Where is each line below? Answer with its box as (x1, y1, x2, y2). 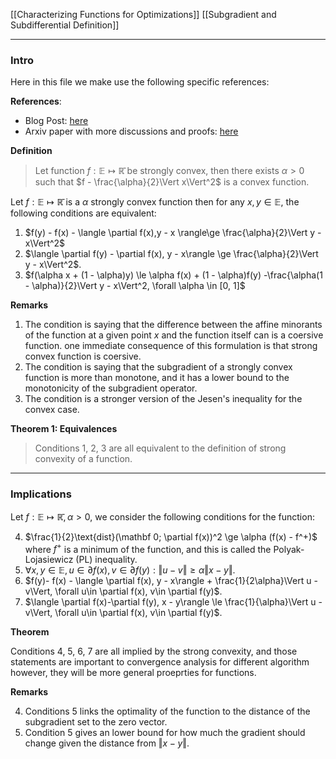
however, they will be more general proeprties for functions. (10, 667, 257, 679)
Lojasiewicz (24, 554, 74, 566)
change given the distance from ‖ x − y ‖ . (24, 737, 190, 749)
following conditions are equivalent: (10, 207, 157, 219)
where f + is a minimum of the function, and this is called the (24, 541, 272, 555)
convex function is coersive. (24, 350, 142, 363)
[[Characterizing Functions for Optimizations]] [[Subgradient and (10, 9, 277, 20)
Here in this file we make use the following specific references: (10, 76, 270, 88)
